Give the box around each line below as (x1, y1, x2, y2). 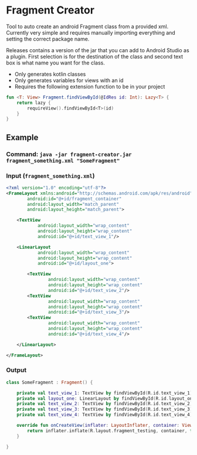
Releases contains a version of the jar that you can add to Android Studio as (6, 46, 189, 53)
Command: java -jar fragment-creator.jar (6, 150, 132, 158)
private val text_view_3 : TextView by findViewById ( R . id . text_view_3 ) (16, 406, 193, 412)
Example (6, 133, 39, 142)
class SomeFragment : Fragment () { (6, 379, 93, 385)
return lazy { (16, 100, 51, 106)
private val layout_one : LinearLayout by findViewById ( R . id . (16, 395, 169, 402)
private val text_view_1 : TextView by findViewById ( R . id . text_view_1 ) (16, 390, 193, 396)
